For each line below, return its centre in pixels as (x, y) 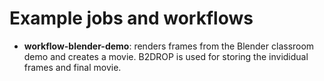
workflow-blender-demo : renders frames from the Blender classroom (169, 46)
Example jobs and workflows (131, 18)
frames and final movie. (72, 67)
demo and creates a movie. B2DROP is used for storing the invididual (166, 56)
